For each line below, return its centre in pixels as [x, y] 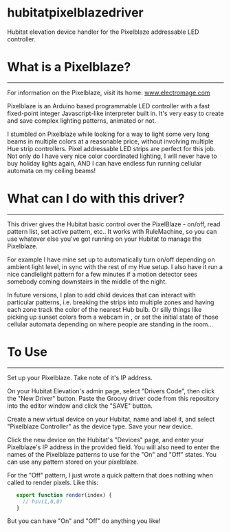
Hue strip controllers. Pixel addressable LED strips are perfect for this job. [111, 148]
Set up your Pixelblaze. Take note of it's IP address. [80, 377]
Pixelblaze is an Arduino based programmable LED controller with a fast [109, 106]
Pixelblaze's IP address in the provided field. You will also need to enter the [113, 447]
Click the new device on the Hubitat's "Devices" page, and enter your [106, 440]
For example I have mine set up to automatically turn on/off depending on [111, 259]
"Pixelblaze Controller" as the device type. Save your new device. [100, 426]
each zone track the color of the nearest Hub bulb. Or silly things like [104, 309]
